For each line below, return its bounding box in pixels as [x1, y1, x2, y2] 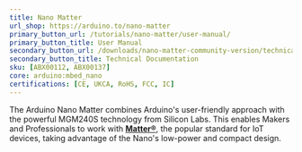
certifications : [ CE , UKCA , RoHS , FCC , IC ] [9, 80, 175, 89]
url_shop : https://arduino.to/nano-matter [9, 21, 171, 30]
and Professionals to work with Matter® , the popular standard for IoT [9, 122, 264, 134]
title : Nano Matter [9, 13, 83, 22]
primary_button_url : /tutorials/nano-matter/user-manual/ [9, 30, 231, 38]
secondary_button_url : [9, 46, 94, 55]
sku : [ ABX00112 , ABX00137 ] [9, 63, 111, 72]
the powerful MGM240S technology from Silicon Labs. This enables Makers [9, 114, 290, 124]
